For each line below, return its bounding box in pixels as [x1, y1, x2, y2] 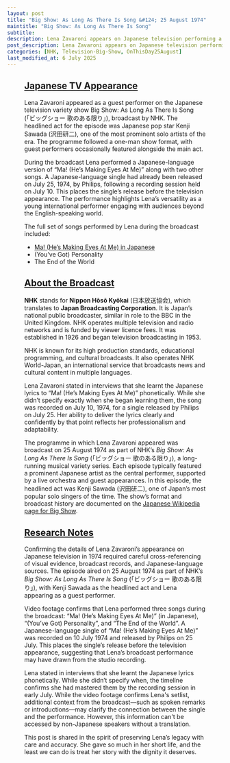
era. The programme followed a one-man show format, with [24, 137, 193, 145]
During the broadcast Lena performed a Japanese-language [24, 158, 195, 166]
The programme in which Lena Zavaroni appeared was [24, 438, 179, 447]
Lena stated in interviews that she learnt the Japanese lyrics [24, 669, 194, 677]
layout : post [7, 10, 44, 17]
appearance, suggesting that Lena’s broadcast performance [24, 648, 194, 657]
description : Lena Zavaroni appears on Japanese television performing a [7, 36, 222, 43]
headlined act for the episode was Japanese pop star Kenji [24, 121, 190, 130]
